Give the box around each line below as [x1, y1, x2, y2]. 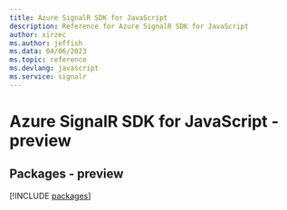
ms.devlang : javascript [9, 64, 100, 73]
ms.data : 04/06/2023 [9, 47, 88, 56]
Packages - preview [9, 167, 124, 182]
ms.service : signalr [9, 72, 88, 81]
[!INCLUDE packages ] [9, 190, 91, 201]
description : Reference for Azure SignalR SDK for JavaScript [9, 22, 249, 31]
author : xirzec [9, 30, 67, 39]
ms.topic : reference [9, 55, 88, 64]
